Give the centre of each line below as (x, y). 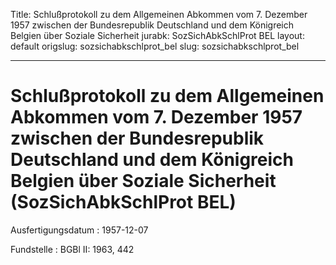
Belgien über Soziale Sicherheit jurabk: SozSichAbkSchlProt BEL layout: (157, 35)
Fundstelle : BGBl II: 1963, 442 (72, 249)
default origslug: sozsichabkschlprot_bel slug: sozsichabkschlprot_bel (155, 46)
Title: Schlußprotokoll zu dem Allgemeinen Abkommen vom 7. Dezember (159, 14)
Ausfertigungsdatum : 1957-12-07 (79, 230)
